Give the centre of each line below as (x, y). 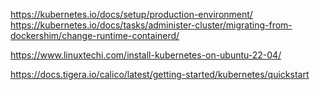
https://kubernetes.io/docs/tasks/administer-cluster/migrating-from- (151, 25)
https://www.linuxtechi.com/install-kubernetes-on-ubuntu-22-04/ (146, 55)
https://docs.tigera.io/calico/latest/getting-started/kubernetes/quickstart (160, 74)
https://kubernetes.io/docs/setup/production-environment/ (131, 14)
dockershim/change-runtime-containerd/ (95, 35)
